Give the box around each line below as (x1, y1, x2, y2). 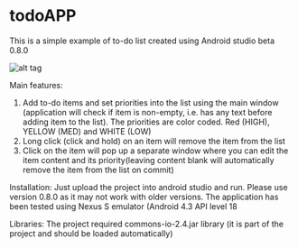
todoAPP (9, 5, 77, 26)
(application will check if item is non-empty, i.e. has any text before (22, 106, 273, 117)
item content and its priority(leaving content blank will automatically (22, 154, 275, 165)
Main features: (9, 79, 63, 90)
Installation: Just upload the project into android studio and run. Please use (9, 181, 288, 192)
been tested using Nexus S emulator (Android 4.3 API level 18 (9, 200, 237, 212)
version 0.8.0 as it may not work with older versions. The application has (9, 191, 279, 202)
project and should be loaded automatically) (9, 227, 173, 239)
